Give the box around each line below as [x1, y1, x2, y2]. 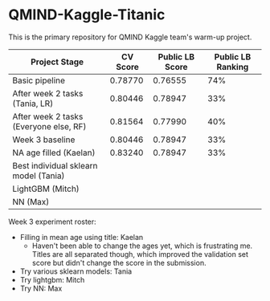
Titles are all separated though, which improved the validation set [31, 249, 249, 258]
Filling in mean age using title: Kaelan [19, 232, 144, 242]
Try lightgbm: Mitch [19, 275, 85, 284]
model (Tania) [12, 170, 65, 181]
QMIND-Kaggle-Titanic [8, 6, 166, 24]
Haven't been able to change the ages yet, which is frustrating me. [31, 241, 253, 250]
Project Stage [31, 56, 84, 67]
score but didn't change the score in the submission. [31, 258, 207, 267]
